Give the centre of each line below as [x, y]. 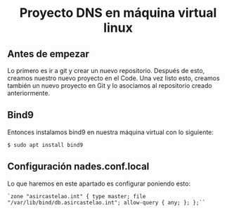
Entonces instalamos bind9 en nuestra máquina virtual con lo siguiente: [111, 132]
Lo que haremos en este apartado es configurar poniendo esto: [99, 183]
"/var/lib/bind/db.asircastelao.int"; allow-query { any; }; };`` [106, 202]
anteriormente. [29, 93]
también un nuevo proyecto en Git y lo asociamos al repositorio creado [110, 85]
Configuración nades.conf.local [78, 167]
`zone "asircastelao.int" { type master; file [77, 196]
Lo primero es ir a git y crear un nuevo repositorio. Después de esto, [106, 71]
